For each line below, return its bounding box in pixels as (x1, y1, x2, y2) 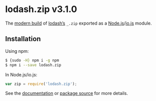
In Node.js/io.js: (5, 71, 37, 77)
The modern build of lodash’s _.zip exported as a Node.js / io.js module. (5, 20, 152, 26)
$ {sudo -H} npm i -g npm (5, 58, 59, 63)
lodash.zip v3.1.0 (5, 4, 77, 15)
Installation (5, 35, 41, 43)
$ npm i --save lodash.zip (5, 62, 61, 67)
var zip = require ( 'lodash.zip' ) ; (5, 81, 77, 86)
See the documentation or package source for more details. (5, 90, 128, 96)
